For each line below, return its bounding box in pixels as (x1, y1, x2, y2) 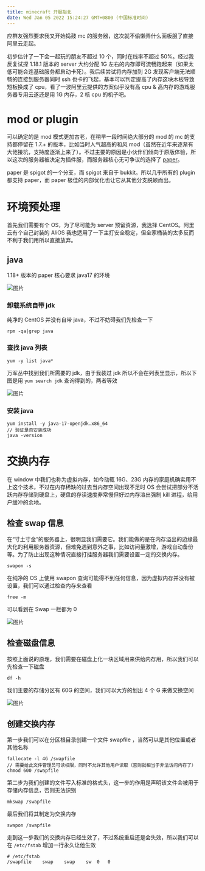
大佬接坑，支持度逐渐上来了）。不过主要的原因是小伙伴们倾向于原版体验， (7, 149, 191, 156)
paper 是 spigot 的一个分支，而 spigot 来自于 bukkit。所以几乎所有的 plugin (7, 169, 195, 177)
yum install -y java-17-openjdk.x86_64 (7, 421, 108, 427)
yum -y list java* (7, 357, 54, 364)
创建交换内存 (7, 719, 55, 729)
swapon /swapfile (7, 822, 51, 828)
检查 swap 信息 (7, 518, 64, 528)
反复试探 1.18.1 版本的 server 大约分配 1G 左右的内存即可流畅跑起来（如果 (7, 60, 189, 68)
